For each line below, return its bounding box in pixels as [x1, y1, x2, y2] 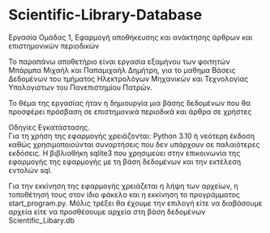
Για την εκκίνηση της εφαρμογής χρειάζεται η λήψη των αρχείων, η [8, 180, 238, 191]
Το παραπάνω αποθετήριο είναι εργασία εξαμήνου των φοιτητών [8, 57, 230, 66]
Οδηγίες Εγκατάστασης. [8, 122, 91, 132]
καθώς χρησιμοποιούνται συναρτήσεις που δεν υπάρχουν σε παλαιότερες [8, 139, 260, 149]
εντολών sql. [8, 165, 53, 175]
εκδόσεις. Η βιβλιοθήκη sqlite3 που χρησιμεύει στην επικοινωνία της [8, 148, 241, 158]
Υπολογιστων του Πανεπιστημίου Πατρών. [8, 83, 152, 92]
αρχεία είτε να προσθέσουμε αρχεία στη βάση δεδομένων [8, 206, 206, 216]
